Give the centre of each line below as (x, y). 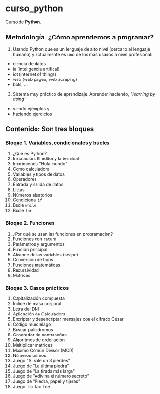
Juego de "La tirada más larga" (44, 371)
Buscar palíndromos (33, 330)
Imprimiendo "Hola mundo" (40, 164)
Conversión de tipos (33, 259)
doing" (19, 99)
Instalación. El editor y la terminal (46, 158)
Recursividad (26, 270)
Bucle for (22, 211)
